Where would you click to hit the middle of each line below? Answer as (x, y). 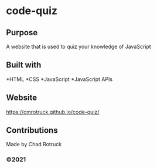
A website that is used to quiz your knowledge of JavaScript (78, 46)
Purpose (22, 33)
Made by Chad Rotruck (34, 145)
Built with (24, 65)
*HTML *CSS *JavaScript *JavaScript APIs (59, 79)
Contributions (32, 130)
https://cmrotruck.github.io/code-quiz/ (53, 112)
